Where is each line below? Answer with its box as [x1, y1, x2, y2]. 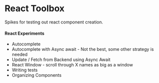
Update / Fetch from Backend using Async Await [11, 57, 111, 62]
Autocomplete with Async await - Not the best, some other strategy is [11, 46, 154, 52]
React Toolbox [4, 3, 65, 14]
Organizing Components [11, 72, 62, 78]
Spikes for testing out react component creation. [4, 19, 103, 25]
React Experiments [4, 30, 45, 36]
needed [11, 52, 28, 58]
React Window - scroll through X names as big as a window [11, 62, 133, 68]
